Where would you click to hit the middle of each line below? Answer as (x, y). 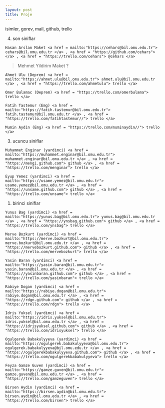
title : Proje (19, 14)
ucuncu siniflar (28, 141)
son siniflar (24, 38)
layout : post (19, 10)
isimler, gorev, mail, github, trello (38, 28)
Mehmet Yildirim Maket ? (43, 65)
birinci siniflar (26, 203)
